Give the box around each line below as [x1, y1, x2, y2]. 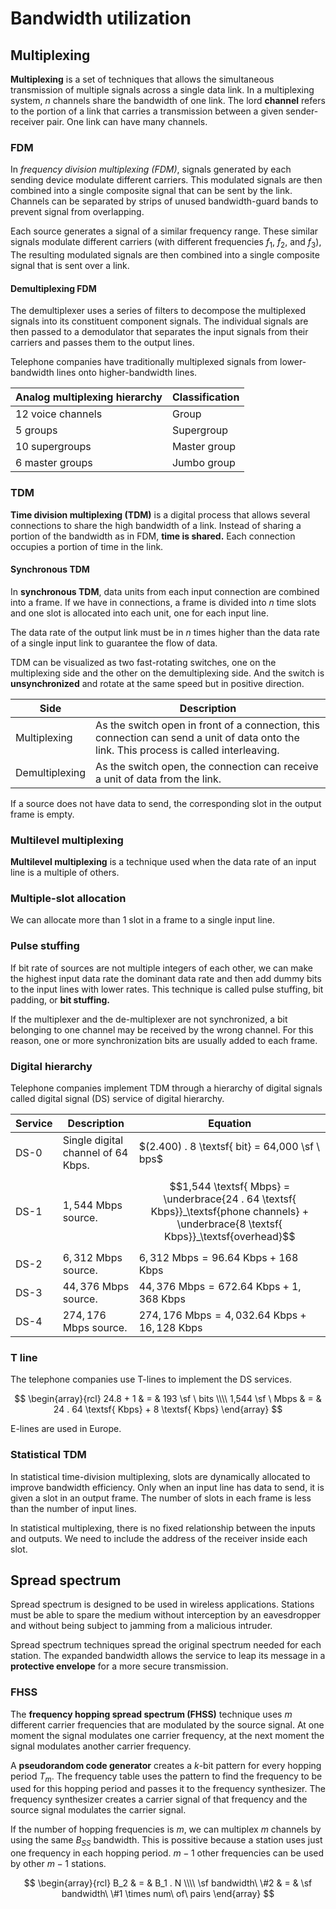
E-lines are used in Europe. [10, 1423, 122, 1435]
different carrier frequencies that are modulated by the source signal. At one [10, 1718, 325, 1731]
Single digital [62, 1133, 124, 1147]
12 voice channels [15, 407, 103, 421]
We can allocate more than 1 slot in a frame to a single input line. [10, 914, 276, 926]
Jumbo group [171, 456, 236, 470]
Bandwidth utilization [10, 7, 192, 30]
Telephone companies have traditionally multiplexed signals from [10, 356, 278, 368]
